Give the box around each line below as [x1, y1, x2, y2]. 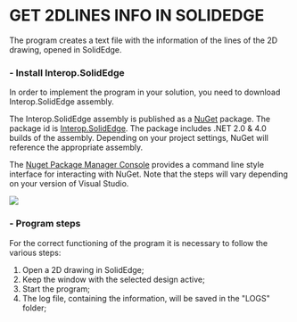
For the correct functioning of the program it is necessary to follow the [9, 237, 268, 248]
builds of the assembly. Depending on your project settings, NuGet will [9, 133, 269, 144]
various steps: [9, 247, 62, 258]
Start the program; [21, 283, 91, 294]
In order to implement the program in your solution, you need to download [9, 87, 281, 98]
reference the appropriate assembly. [9, 142, 144, 153]
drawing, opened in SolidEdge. [9, 44, 122, 54]
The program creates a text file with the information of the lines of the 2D [9, 35, 278, 45]
